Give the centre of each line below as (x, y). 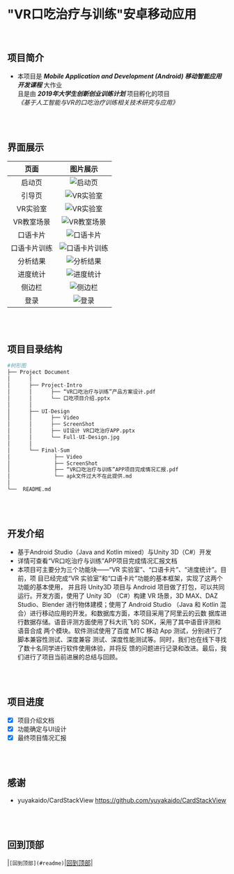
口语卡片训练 (32, 248)
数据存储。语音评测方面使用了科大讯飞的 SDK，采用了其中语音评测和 (122, 622)
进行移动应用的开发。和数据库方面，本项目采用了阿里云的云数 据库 (125, 613)
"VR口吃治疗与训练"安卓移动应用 (102, 14)
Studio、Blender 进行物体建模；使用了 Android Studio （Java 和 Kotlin (118, 604)
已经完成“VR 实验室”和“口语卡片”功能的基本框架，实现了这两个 (133, 578)
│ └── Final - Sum (39, 450)
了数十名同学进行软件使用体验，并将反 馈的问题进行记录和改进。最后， (119, 648)
